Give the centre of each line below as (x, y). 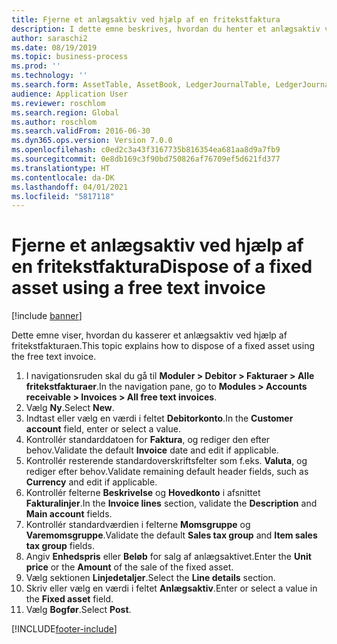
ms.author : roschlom (54, 122)
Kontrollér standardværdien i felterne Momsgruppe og (138, 525)
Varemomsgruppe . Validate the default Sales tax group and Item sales (171, 535)
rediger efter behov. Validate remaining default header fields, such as (167, 472)
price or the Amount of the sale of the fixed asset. (129, 567)
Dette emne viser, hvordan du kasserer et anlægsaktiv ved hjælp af (149, 335)
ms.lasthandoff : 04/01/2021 (70, 187)
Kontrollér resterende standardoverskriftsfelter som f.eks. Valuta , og (166, 461)
